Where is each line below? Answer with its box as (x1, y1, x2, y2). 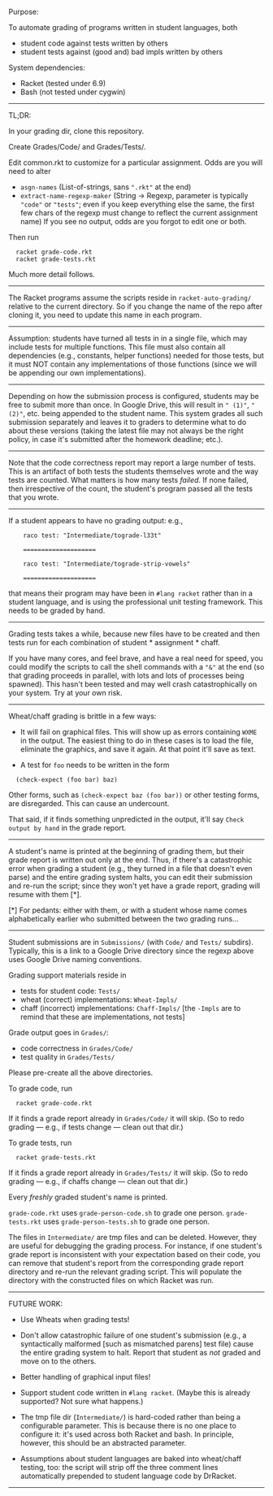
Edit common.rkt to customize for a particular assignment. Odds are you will (8, 158, 262, 167)
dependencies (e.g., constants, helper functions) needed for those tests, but (8, 351, 264, 360)
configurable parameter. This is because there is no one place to (19, 1421, 237, 1430)
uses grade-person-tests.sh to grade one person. (43, 1216, 210, 1226)
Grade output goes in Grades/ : (8, 1028, 110, 1037)
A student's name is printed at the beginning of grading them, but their (8, 847, 245, 856)
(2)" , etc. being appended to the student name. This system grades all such (8, 409, 263, 418)
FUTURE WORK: (8, 1299, 63, 1308)
